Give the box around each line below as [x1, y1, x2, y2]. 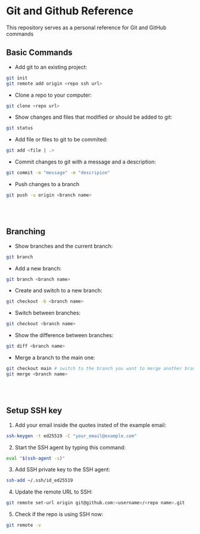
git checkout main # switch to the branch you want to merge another [6, 366, 183, 372]
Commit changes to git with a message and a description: [14, 158, 157, 165]
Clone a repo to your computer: [14, 91, 92, 98]
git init [6, 75, 28, 81]
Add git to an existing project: [14, 63, 87, 70]
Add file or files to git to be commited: [14, 136, 108, 143]
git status [6, 125, 33, 131]
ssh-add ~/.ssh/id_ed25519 [6, 477, 73, 484]
